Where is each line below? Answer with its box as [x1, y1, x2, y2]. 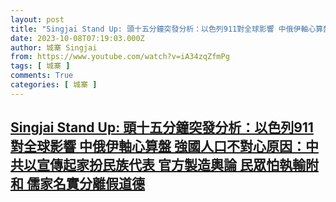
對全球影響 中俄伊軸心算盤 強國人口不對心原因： [10, 138, 306, 155]
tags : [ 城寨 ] [10, 61, 71, 71]
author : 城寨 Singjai [10, 42, 98, 53]
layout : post [10, 14, 65, 25]
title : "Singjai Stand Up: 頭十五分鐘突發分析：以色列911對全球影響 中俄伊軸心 [10, 24, 317, 34]
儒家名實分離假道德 [26, 176, 145, 193]
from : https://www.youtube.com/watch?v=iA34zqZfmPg [10, 52, 230, 62]
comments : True [10, 71, 74, 81]
